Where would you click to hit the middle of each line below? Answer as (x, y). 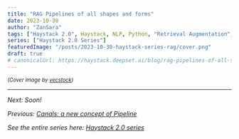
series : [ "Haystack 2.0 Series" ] (57, 41)
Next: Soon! (25, 100)
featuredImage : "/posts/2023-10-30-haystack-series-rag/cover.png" (110, 47)
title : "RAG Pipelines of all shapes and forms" (81, 14)
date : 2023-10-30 (33, 21)
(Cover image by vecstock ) (41, 80)
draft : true (25, 54)
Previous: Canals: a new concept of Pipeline (72, 113)
